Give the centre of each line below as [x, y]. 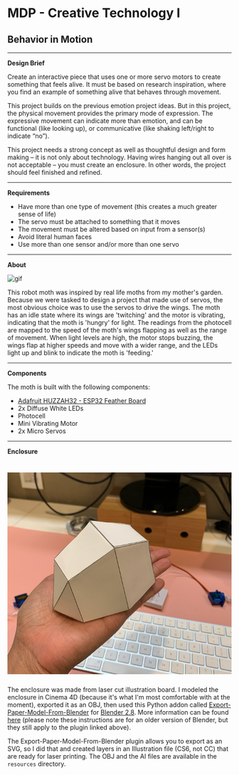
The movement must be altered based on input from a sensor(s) [111, 229]
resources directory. [37, 764]
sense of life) [37, 214]
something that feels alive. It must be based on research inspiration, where [117, 84]
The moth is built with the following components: [79, 387]
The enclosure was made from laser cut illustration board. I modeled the [113, 689]
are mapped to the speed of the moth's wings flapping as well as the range [117, 330]
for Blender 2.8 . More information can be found [160, 712]
